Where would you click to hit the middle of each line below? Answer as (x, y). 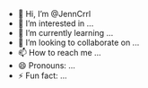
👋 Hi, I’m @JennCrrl (54, 14)
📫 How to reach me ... (59, 53)
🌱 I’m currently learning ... (65, 33)
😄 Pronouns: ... (47, 66)
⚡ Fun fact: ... (42, 75)
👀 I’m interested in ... (56, 23)
